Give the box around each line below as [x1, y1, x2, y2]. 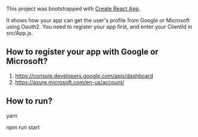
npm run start [6, 123, 40, 131]
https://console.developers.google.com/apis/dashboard [14, 72, 153, 79]
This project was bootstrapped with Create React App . [6, 5, 141, 12]
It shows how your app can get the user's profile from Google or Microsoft [6, 17, 190, 23]
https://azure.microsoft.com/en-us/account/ [14, 78, 125, 86]
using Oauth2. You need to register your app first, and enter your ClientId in [6, 23, 193, 30]
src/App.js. [6, 29, 33, 37]
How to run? [6, 96, 53, 106]
